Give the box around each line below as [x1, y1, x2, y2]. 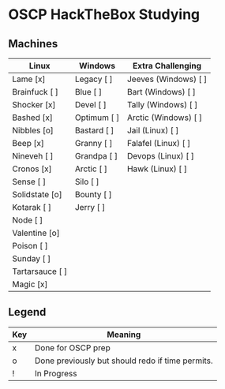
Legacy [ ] [74, 73, 113, 84]
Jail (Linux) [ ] [126, 125, 179, 136]
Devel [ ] [74, 99, 107, 110]
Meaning [107, 329, 141, 340]
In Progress [34, 368, 77, 379]
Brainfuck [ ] [12, 87, 59, 97]
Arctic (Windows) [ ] [126, 112, 203, 123]
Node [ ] [12, 215, 43, 226]
